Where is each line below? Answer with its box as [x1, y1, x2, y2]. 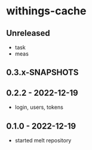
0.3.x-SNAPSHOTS [6, 68, 79, 78]
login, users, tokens [14, 103, 64, 111]
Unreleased [6, 28, 51, 38]
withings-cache [6, 4, 87, 18]
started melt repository [14, 137, 72, 144]
